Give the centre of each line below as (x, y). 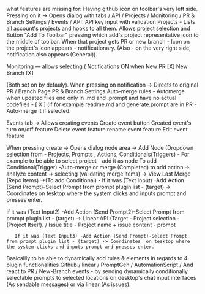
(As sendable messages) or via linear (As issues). (69, 284)
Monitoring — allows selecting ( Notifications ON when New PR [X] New (97, 66)
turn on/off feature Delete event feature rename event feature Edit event (97, 129)
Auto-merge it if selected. (39, 111)
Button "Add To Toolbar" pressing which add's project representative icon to (102, 35)
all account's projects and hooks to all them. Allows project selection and (98, 28)
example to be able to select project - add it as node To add (82, 161)
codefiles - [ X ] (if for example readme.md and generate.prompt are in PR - (102, 104)
